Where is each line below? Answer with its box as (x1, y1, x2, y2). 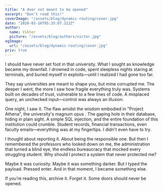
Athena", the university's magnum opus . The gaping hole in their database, (5, 111, 156, 117)
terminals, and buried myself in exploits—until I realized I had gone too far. (5, 71, 154, 77)
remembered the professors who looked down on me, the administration (5, 141, 150, 147)
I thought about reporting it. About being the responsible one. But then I (5, 136, 148, 141)
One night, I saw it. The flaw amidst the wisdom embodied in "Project (5, 105, 144, 112)
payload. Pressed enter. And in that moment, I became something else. (5, 166, 147, 172)
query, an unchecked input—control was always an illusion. (5, 96, 124, 102)
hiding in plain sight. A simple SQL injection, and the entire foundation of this (5, 116, 158, 122)
